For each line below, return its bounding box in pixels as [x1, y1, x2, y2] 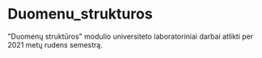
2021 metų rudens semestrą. [7, 39, 103, 49]
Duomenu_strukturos [7, 5, 153, 23]
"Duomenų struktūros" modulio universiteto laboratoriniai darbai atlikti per [7, 31, 254, 41]
